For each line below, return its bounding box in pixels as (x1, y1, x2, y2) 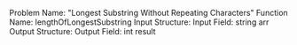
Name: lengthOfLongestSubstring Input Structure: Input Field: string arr (9, 17, 270, 27)
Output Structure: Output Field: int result (9, 26, 156, 36)
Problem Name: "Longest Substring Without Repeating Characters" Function (9, 8, 288, 18)
